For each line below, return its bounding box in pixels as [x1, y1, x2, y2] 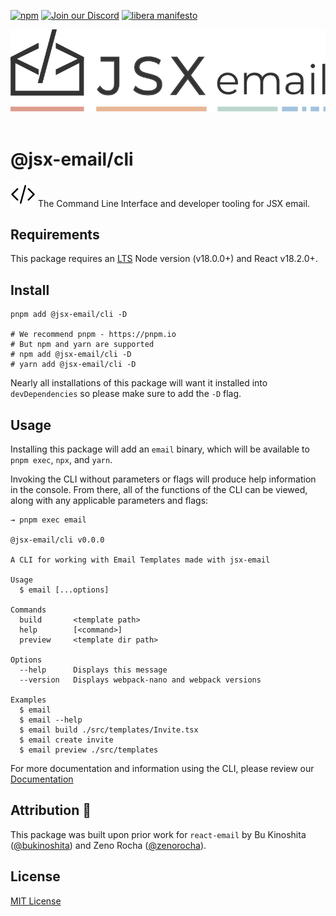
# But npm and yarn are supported [10, 340, 155, 350]
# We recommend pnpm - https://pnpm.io [10, 330, 177, 340]
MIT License [10, 895, 62, 907]
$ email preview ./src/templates [19, 745, 159, 755]
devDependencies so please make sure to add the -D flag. [10, 388, 242, 400]
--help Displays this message [19, 665, 168, 675]
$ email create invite [19, 735, 114, 745]
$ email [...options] [19, 585, 110, 595]
